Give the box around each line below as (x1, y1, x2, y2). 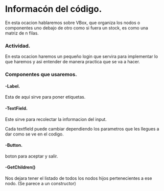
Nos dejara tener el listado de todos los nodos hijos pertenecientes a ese (5, 175, 152, 181)
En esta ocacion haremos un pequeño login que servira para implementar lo (5, 54, 158, 59)
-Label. (5, 83, 21, 89)
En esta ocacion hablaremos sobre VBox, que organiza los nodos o (5, 20, 141, 26)
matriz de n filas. (5, 30, 39, 36)
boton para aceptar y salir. (5, 153, 58, 159)
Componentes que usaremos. (5, 71, 77, 78)
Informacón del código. (5, 3, 102, 15)
